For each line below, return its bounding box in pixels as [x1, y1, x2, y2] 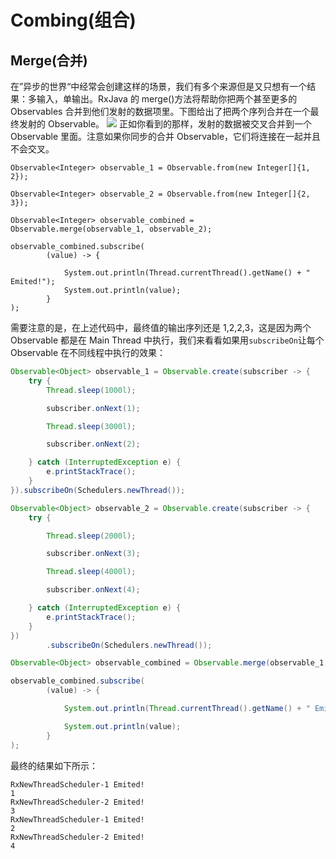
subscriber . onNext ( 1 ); [46, 403, 141, 413]
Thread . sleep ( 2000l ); [46, 531, 137, 541]
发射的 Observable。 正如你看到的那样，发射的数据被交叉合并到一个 [18, 118, 312, 130]
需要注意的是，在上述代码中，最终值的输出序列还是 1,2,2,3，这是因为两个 [10, 322, 312, 333]
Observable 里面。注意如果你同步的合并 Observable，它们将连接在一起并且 [10, 131, 322, 142]
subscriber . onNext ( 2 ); [46, 439, 141, 450]
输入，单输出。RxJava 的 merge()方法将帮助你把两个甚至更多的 [36, 93, 298, 105]
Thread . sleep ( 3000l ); [46, 421, 137, 431]
